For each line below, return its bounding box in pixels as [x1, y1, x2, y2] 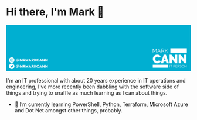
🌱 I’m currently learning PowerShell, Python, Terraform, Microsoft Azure [14, 101, 189, 108]
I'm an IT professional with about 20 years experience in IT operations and [6, 77, 186, 84]
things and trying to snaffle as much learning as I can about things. [6, 89, 168, 96]
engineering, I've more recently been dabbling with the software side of [6, 83, 179, 90]
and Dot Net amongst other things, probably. [14, 107, 123, 114]
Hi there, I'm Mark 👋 [6, 5, 104, 19]
